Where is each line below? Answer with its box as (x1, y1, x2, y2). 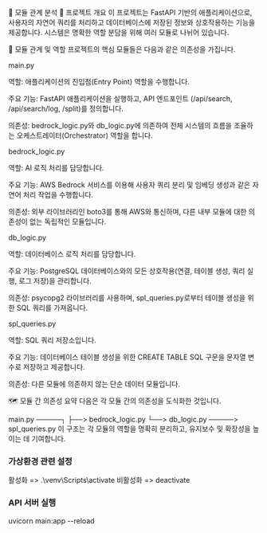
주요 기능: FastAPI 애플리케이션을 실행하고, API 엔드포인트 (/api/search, (8, 94, 233, 103)
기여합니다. (31, 434, 66, 443)
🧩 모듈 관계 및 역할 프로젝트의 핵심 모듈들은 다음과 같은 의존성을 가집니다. (8, 45, 236, 54)
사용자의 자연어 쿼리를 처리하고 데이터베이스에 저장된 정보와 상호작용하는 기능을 (8, 18, 256, 27)
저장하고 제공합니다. (22, 363, 85, 371)
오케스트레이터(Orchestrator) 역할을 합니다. (16, 131, 153, 140)
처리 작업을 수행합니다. (22, 190, 94, 199)
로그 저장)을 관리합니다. (18, 276, 92, 285)
